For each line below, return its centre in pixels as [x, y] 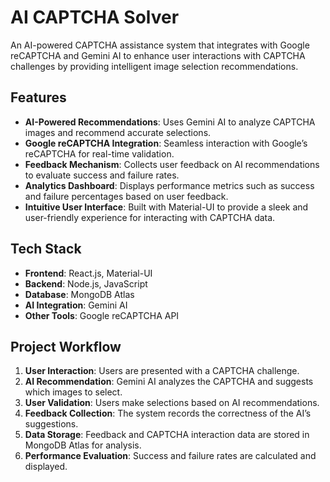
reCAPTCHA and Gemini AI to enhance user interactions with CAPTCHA [158, 55]
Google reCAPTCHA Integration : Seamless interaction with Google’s [166, 143]
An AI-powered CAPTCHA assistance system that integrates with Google [160, 45]
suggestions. [51, 424]
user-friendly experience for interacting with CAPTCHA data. [150, 217]
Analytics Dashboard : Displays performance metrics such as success [169, 185]
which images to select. [73, 392]
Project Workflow [66, 346]
